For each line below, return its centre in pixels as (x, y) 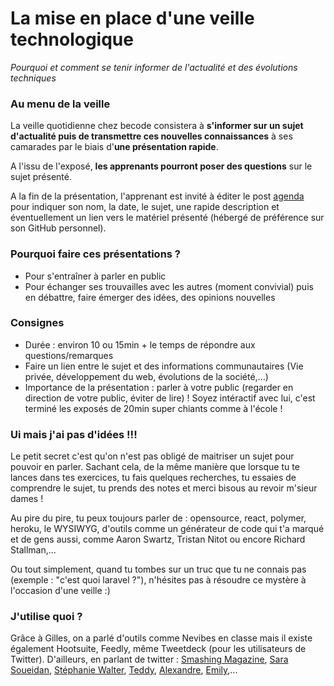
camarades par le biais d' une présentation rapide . (114, 147)
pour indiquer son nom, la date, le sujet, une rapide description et (145, 207)
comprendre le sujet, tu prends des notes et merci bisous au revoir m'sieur (164, 488)
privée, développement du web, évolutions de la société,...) (146, 376)
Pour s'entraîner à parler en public (95, 276)
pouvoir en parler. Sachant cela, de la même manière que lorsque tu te (155, 467)
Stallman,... (33, 550)
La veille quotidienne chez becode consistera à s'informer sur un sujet (157, 126)
